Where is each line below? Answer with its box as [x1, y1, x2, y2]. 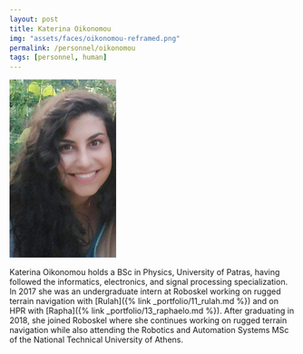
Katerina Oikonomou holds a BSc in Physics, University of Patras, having [9, 267, 280, 278]
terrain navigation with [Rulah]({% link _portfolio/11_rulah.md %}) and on [9, 296, 279, 307]
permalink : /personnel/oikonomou [9, 44, 136, 53]
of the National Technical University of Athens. [9, 334, 184, 345]
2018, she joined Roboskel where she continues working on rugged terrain [9, 315, 288, 326]
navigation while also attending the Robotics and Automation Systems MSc [9, 325, 289, 336]
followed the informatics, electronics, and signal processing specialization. [9, 277, 288, 288]
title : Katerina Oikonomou [9, 24, 112, 34]
